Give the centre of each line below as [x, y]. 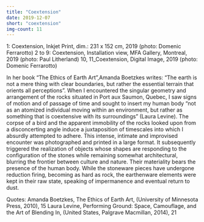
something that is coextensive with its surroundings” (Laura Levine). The [98, 116]
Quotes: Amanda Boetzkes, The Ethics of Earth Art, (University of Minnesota [102, 199]
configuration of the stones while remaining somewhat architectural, [92, 156]
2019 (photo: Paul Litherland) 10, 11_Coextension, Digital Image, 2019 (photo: [102, 59]
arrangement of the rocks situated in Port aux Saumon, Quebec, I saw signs [102, 97]
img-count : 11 [24, 29]
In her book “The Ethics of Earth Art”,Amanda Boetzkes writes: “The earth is [102, 77]
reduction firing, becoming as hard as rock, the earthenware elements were [101, 175]
